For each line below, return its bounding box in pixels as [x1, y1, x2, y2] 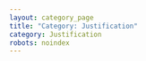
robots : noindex [9, 38, 70, 48]
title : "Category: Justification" [9, 22, 139, 30]
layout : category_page [9, 13, 94, 22]
